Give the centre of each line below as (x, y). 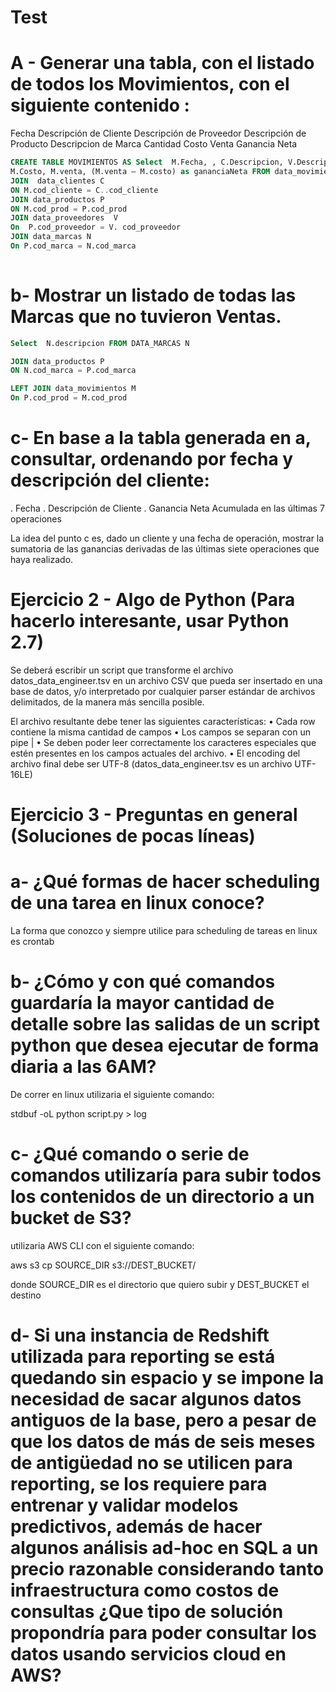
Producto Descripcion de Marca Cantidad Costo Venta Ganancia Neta (154, 144)
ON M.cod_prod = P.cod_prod (69, 209)
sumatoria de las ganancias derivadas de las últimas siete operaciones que (165, 549)
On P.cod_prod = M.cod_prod (69, 398)
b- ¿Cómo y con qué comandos (143, 982)
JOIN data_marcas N (51, 237)
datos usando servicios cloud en (148, 1654)
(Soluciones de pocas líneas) (133, 836)
